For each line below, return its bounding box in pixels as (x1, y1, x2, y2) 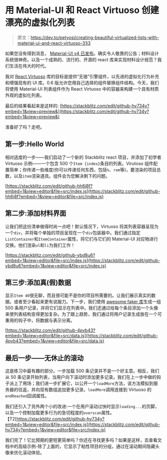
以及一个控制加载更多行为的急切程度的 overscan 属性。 (5, 410, 115, 416)
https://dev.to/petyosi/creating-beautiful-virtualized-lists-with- (30, 34, 159, 40)
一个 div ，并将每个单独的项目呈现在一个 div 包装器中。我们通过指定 (5, 230, 141, 235)
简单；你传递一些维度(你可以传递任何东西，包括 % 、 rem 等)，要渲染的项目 (9, 167, 157, 173)
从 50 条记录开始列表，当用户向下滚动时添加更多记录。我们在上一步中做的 (5, 374, 157, 380)
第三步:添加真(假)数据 (5, 278, 71, 287)
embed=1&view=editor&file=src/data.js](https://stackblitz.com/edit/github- (5, 333, 158, 339)
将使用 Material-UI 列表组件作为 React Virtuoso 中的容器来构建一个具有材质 (5, 86, 159, 92)
